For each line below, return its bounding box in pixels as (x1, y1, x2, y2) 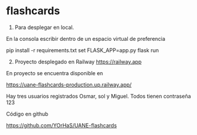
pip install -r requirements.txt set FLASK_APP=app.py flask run (6, 46, 159, 54)
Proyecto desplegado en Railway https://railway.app (14, 58, 142, 65)
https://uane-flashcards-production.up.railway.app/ (6, 81, 132, 88)
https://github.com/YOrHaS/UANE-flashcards (6, 121, 117, 128)
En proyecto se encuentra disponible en (6, 69, 104, 76)
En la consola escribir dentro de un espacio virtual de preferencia (6, 35, 166, 42)
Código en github (6, 110, 49, 117)
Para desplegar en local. (14, 24, 75, 31)
